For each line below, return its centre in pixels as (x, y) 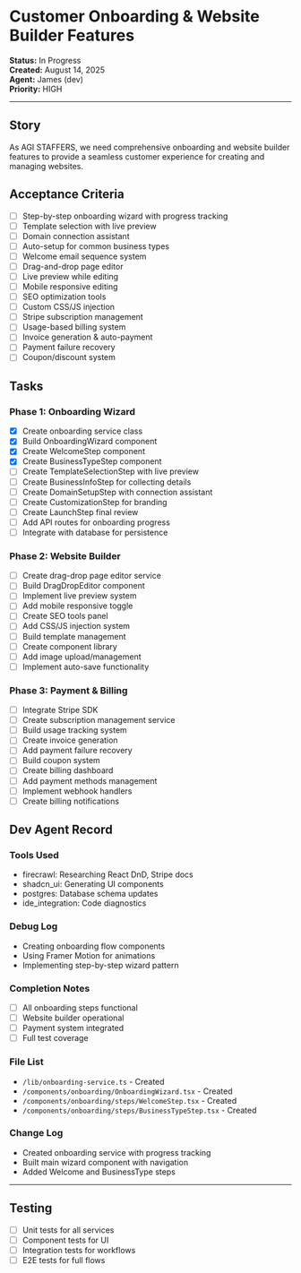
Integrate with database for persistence (95, 532)
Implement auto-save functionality (86, 667)
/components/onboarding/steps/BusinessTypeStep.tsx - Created (139, 1110)
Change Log (36, 1133)
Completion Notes (50, 988)
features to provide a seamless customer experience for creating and (137, 156)
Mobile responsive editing (70, 287)
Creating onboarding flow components (94, 946)
